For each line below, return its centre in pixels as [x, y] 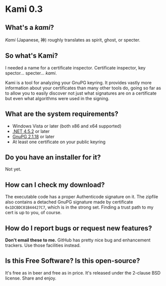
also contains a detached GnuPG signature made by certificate [69, 202]
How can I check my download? [55, 185]
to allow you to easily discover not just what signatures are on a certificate [81, 93]
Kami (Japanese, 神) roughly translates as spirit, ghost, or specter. [73, 40]
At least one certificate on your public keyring [59, 142]
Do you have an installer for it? [53, 157]
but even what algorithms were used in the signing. [57, 98]
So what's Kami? [31, 56]
